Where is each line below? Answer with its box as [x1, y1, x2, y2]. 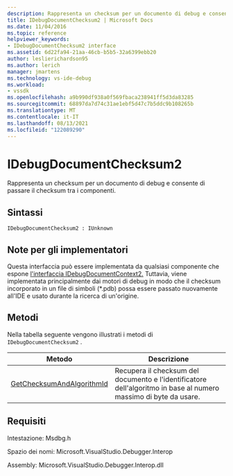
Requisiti [7, 416, 46, 427]
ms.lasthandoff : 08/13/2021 [7, 119, 89, 127]
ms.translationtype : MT [7, 107, 76, 114]
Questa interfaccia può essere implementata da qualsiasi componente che [7, 262, 220, 271]
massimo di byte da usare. [114, 391, 200, 401]
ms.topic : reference [7, 29, 67, 37]
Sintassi [7, 206, 43, 219]
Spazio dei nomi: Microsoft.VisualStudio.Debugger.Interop [7, 447, 173, 455]
